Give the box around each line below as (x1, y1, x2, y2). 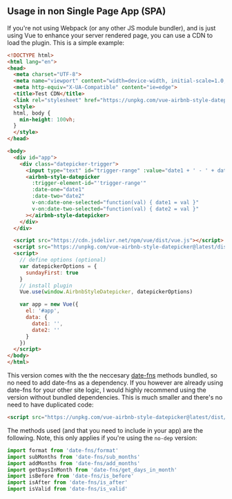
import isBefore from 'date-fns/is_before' (7, 473, 135, 480)
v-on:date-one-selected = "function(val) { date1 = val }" (32, 199, 199, 206)
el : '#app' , (25, 307, 60, 315)
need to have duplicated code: (7, 400, 94, 409)
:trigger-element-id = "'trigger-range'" (32, 179, 147, 187)
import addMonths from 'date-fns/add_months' (7, 460, 140, 467)
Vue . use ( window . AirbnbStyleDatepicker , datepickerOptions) (19, 288, 193, 295)
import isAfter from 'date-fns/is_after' (7, 479, 128, 486)
